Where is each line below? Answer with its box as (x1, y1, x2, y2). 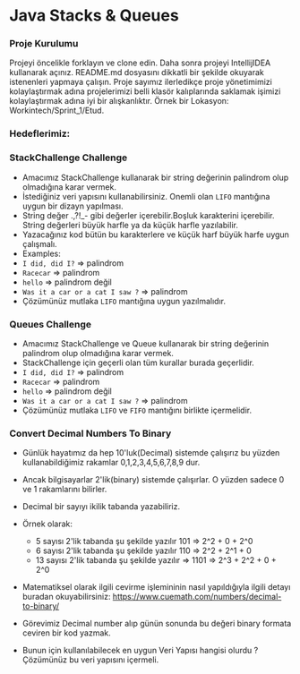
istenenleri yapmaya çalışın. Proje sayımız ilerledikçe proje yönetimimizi (9, 77, 273, 88)
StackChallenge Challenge (9, 151, 128, 164)
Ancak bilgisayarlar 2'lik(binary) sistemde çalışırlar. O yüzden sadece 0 (21, 474, 285, 485)
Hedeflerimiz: (9, 127, 71, 140)
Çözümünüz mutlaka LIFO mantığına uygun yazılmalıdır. (21, 295, 227, 306)
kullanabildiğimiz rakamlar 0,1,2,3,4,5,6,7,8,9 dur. (21, 457, 201, 468)
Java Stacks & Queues (9, 5, 179, 26)
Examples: (21, 248, 61, 259)
